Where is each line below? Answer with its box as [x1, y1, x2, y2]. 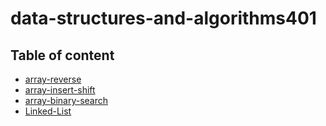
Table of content [10, 47, 115, 64]
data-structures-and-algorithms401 [10, 7, 317, 30]
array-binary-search [24, 95, 109, 106]
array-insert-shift [24, 84, 96, 96]
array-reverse [24, 73, 82, 85]
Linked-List [24, 105, 72, 117]
